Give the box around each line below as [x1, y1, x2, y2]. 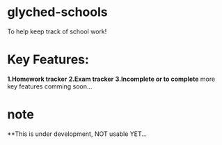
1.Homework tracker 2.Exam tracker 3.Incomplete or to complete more [7, 75, 216, 83]
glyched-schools [7, 4, 108, 20]
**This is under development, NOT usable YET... [7, 130, 148, 138]
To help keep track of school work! [7, 27, 107, 36]
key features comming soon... [7, 82, 93, 91]
